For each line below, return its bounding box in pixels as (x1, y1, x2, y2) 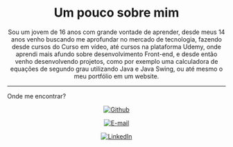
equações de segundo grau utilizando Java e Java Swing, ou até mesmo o (10, 64, 223, 73)
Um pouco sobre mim (53, 5, 180, 21)
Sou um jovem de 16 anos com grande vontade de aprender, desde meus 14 (8, 28, 225, 36)
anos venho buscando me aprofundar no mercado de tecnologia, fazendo (11, 35, 222, 43)
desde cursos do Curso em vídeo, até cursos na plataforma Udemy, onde (11, 42, 222, 51)
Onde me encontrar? (7, 92, 67, 100)
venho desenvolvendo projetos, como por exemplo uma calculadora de (15, 57, 218, 65)
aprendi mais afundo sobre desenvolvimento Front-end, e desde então (15, 50, 218, 58)
